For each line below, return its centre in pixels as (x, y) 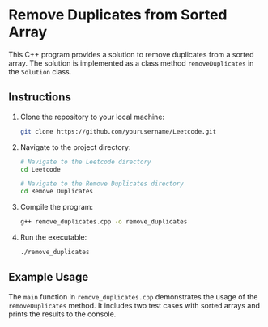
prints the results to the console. (62, 314)
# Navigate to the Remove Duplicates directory (102, 184)
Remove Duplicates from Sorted (118, 15)
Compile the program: (57, 207)
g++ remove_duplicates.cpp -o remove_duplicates (104, 222)
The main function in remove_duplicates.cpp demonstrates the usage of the (133, 296)
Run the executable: (53, 237)
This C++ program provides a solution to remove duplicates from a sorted (131, 54)
